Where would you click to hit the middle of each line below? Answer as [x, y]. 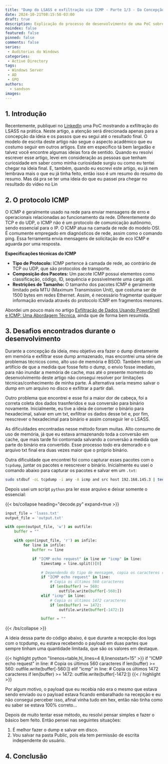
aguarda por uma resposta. [33, 244]
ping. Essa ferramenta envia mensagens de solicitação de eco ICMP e [77, 238]
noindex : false [21, 28]
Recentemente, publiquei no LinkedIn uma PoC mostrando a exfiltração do [82, 126]
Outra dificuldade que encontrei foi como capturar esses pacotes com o [79, 459]
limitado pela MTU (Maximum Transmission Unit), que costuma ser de [84, 290]
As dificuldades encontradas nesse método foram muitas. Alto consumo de [83, 428]
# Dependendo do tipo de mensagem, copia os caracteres [100, 572]
